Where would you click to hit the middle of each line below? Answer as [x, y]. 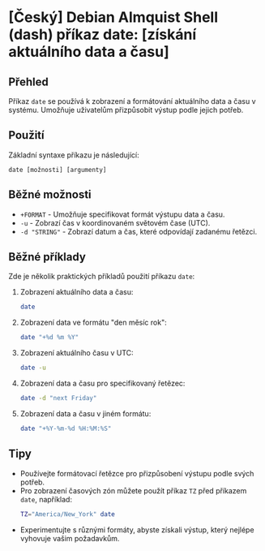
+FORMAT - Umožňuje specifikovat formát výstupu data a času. [122, 214]
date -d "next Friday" [58, 398]
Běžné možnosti [50, 195]
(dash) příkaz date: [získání [103, 34]
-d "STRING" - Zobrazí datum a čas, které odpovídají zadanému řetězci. [139, 231]
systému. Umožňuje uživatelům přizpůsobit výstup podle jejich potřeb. [126, 110]
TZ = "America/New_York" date [67, 514]
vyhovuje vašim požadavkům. [70, 538]
